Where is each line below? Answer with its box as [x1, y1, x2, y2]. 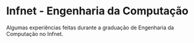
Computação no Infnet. [6, 30, 64, 37]
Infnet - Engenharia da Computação [6, 4, 189, 18]
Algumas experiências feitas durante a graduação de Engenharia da [6, 24, 174, 31]
